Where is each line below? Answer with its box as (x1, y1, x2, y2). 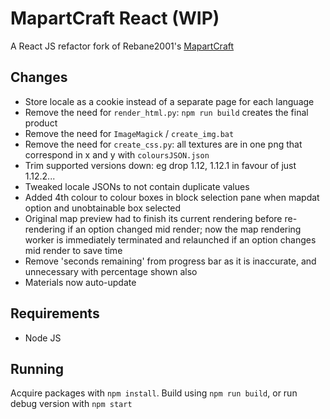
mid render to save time (24, 244, 123, 256)
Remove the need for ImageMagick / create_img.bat (24, 127, 235, 139)
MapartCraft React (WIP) (10, 7, 220, 30)
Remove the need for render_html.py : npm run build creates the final (24, 106, 309, 118)
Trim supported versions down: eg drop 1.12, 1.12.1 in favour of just (24, 159, 297, 171)
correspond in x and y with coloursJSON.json (24, 148, 210, 161)
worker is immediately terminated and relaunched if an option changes (24, 233, 317, 246)
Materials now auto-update (24, 276, 137, 288)
